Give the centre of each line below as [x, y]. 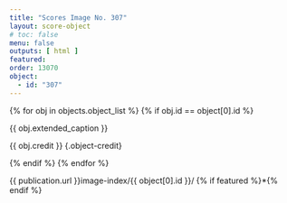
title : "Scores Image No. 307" [68, 18]
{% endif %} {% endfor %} [59, 162]
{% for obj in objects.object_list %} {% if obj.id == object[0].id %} [132, 110]
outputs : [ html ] [44, 51]
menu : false [32, 43]
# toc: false [34, 34]
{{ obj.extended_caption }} [59, 128]
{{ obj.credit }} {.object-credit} [66, 145]
